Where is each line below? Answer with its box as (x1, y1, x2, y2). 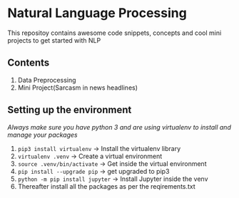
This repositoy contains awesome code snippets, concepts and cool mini (7, 28, 222, 37)
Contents (7, 57, 50, 69)
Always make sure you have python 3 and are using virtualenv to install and (7, 123, 232, 131)
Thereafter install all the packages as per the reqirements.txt (17, 182, 196, 190)
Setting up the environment (7, 104, 132, 116)
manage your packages (7, 130, 78, 139)
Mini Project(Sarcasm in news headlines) (17, 83, 138, 92)
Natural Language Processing (7, 5, 187, 21)
